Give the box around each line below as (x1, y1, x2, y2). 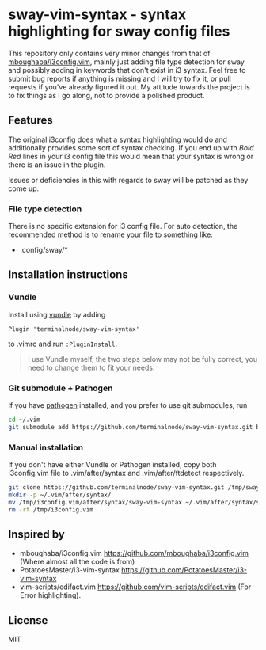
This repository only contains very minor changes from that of (8, 48, 211, 58)
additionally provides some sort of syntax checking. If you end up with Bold (8, 143, 255, 152)
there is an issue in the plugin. (8, 160, 106, 169)
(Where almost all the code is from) (19, 557, 135, 567)
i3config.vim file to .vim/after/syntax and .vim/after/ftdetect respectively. (8, 469, 245, 478)
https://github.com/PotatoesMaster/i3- (121, 565, 248, 575)
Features (8, 113, 53, 127)
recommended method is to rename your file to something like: (8, 230, 214, 239)
